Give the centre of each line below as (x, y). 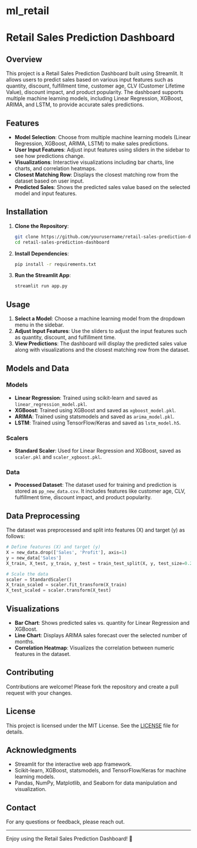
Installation (27, 212)
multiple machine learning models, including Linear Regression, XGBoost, (95, 99)
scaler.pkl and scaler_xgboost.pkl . (58, 457)
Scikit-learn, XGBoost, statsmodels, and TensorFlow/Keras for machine (100, 770)
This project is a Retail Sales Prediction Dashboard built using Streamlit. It (95, 73)
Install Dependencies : (42, 253)
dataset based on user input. (49, 181)
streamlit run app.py (41, 286)
